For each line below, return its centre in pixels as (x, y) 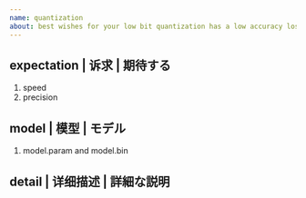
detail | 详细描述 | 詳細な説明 (90, 181)
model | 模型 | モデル (67, 128)
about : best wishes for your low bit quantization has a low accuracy (146, 26)
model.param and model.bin (76, 151)
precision (40, 97)
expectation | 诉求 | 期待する (90, 65)
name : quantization (46, 18)
